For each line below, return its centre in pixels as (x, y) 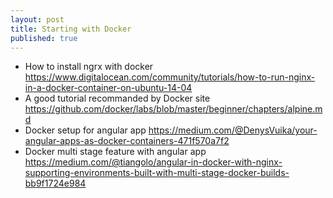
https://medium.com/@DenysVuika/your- (233, 130)
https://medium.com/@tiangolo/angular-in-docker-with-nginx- (153, 162)
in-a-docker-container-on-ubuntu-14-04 (108, 88)
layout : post (37, 19)
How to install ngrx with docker (89, 67)
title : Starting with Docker (71, 29)
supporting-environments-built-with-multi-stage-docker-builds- (157, 173)
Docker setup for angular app (85, 130)
